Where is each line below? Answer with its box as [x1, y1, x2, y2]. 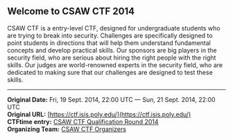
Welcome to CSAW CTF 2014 [7, 6, 135, 17]
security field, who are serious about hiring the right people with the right [7, 53, 216, 62]
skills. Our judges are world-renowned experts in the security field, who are [7, 60, 223, 69]
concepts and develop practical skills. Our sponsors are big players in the [7, 46, 217, 54]
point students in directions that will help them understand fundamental [7, 38, 212, 47]
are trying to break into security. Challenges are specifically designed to [7, 31, 213, 40]
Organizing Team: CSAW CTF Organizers [7, 125, 127, 133]
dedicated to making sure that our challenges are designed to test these [7, 68, 213, 76]
